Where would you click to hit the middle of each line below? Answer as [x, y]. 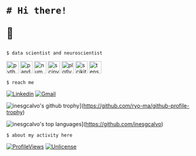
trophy [15, 113]
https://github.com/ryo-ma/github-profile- [136, 106]
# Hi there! [37, 11]
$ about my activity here [39, 136]
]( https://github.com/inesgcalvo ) [123, 124]
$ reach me [20, 83]
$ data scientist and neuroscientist [55, 53]
